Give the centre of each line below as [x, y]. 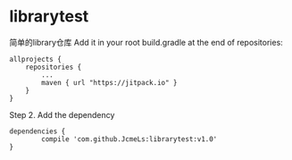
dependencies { [38, 131]
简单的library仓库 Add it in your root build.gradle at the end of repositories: [146, 42]
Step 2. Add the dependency [62, 114]
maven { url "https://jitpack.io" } [109, 82]
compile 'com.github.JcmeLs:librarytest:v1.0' [129, 139]
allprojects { [36, 59]
